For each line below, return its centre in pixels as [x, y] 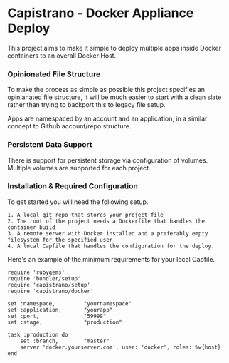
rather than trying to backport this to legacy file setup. [86, 105]
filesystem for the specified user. [62, 240]
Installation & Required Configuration [73, 186]
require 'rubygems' [36, 272]
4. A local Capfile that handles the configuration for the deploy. [111, 246]
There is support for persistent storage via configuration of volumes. [108, 160]
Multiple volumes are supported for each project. [79, 168]
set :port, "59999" [57, 316]
